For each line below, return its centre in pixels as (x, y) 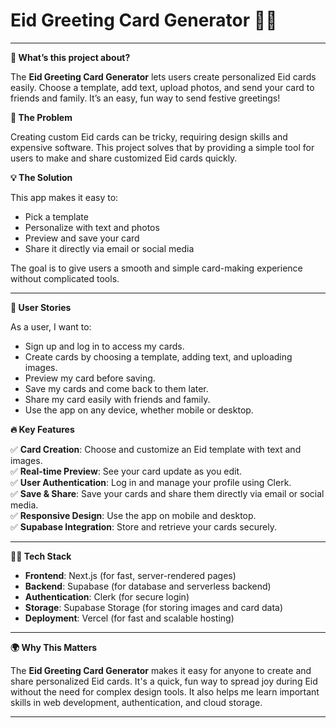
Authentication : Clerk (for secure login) (107, 596)
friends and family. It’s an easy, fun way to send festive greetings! (145, 98)
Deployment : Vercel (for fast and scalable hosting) (129, 618)
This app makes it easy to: (64, 197)
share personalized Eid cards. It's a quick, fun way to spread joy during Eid (164, 681)
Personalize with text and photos (92, 227)
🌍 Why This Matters (54, 647)
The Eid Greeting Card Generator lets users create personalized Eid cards (163, 76)
